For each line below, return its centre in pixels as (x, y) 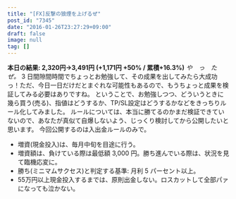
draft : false (26, 34)
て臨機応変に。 (39, 162)
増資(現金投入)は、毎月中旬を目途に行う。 (78, 144)
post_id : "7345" (31, 20)
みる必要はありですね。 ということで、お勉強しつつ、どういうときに (125, 94)
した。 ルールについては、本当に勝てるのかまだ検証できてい (137, 111)
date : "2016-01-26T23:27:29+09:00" (60, 27)
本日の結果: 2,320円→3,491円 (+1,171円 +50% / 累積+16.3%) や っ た (112, 67)
